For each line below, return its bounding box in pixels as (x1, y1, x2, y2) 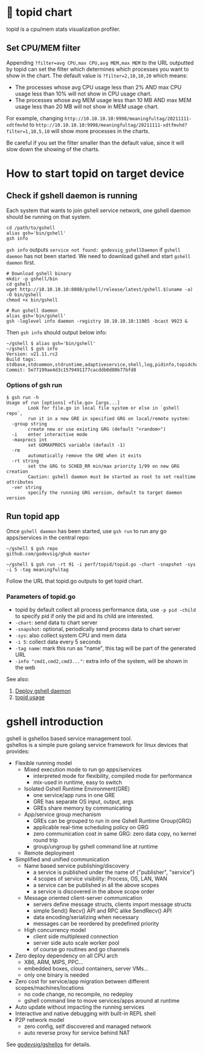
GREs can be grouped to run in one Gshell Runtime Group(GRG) (33, 817, 192, 824)
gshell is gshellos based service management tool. (6, 735, 132, 742)
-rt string (11, 458, 39, 464)
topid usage (14, 694, 45, 701)
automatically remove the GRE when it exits (28, 453, 142, 459)
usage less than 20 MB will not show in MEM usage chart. (14, 103, 159, 110)
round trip (33, 836, 58, 844)
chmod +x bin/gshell (6, 297, 59, 303)
